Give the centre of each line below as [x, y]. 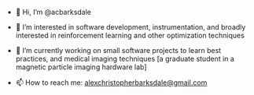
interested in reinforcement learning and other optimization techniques [130, 35]
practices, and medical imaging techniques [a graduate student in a [125, 59]
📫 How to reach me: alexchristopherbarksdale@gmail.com [111, 83]
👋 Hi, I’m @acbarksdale [53, 12]
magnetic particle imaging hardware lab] [81, 67]
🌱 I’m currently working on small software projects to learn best [118, 50]
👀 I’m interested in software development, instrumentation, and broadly [131, 27]
